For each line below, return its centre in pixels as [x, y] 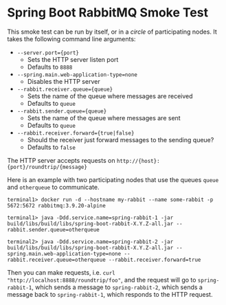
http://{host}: [138, 161]
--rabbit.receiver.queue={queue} [65, 89]
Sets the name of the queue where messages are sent [104, 117]
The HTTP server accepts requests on [61, 160]
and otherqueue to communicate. [53, 187]
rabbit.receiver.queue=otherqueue [57, 260]
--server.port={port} [48, 53]
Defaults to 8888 [50, 67]
